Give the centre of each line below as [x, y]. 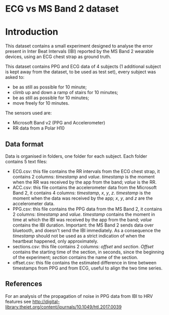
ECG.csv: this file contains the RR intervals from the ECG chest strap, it [86, 171]
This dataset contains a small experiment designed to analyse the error [79, 46]
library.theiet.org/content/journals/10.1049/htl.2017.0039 [64, 307]
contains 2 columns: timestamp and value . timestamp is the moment [83, 176]
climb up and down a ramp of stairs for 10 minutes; [65, 93]
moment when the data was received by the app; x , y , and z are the [82, 198]
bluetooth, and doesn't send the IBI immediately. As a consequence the [87, 230]
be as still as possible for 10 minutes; [51, 98]
